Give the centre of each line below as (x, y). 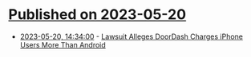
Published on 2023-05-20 (97, 15)
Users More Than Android (63, 44)
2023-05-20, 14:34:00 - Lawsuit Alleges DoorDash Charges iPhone (131, 36)
